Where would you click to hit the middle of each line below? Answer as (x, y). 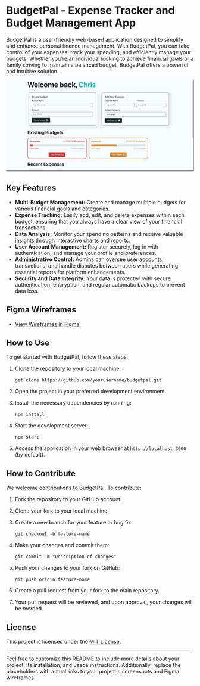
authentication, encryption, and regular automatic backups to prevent (100, 284)
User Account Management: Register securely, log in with (87, 246)
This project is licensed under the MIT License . (64, 642)
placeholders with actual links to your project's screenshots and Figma (93, 672)
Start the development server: (51, 426)
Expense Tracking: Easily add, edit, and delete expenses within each (99, 215)
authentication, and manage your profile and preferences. (85, 253)
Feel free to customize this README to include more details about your (93, 659)
